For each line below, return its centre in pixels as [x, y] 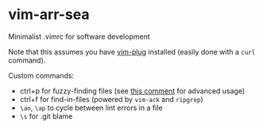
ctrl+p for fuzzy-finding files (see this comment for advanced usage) [132, 91]
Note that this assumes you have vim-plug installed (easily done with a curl [132, 51]
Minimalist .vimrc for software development [79, 36]
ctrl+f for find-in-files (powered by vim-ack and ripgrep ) [112, 99]
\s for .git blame [46, 116]
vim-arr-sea [49, 15]
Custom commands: [41, 75]
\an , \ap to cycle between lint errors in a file [91, 108]
